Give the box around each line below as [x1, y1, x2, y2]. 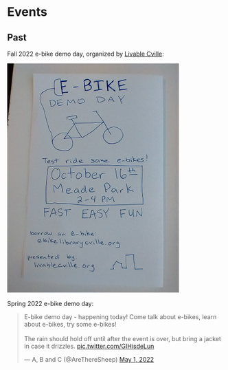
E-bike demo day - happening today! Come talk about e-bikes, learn [23, 313, 217, 321]
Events [7, 4, 48, 20]
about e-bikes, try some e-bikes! [23, 320, 117, 329]
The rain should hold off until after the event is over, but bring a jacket [23, 335, 222, 343]
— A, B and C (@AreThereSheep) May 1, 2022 [23, 356, 155, 364]
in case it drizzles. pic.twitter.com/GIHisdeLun [23, 342, 155, 351]
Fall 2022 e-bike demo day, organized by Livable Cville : [7, 50, 165, 58]
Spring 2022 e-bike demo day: [7, 300, 94, 308]
